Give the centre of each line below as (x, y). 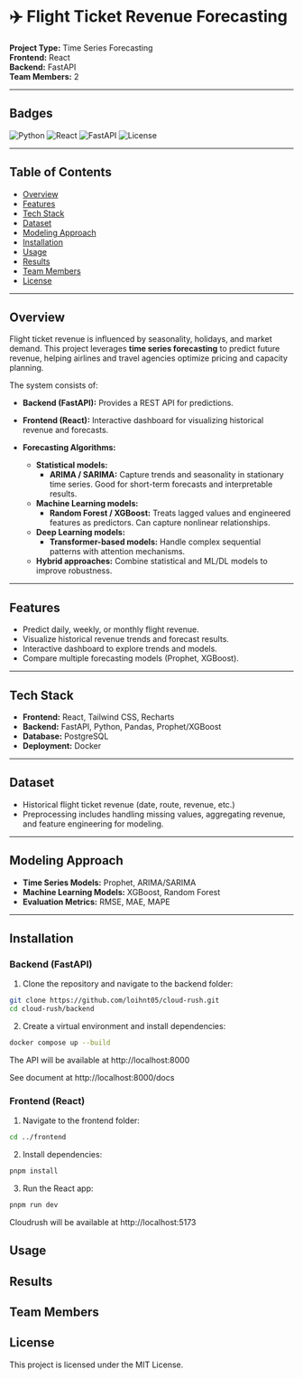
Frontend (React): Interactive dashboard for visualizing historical (143, 420)
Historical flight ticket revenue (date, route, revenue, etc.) (129, 804)
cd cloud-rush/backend (52, 1009)
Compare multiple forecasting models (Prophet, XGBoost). (130, 658)
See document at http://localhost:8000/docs (92, 1077)
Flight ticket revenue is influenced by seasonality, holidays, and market (141, 339)
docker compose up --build (60, 1043)
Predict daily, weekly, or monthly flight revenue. (111, 629)
